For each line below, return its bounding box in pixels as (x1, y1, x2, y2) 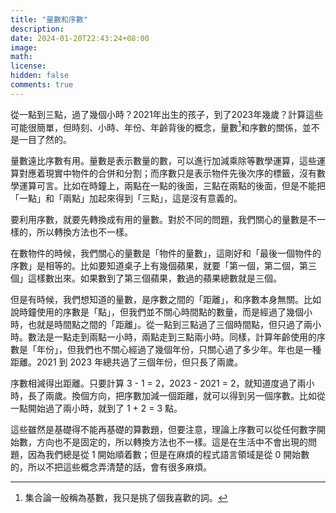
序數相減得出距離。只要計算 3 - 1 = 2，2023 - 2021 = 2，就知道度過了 (10, 377, 298, 390)
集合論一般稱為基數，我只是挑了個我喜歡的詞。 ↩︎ (24, 492, 228, 504)
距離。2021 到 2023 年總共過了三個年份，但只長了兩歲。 (10, 356, 243, 368)
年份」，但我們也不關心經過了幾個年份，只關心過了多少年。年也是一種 (36, 344, 322, 356)
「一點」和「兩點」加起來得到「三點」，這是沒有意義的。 (10, 192, 243, 205)
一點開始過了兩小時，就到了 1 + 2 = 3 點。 (10, 402, 183, 415)
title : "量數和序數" (10, 14, 88, 25)
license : (10, 61, 47, 71)
